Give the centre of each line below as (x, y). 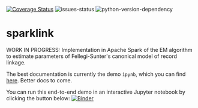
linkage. (16, 62)
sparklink (30, 33)
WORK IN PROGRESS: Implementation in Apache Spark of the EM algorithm (99, 50)
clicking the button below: (38, 98)
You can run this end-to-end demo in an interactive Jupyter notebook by (96, 92)
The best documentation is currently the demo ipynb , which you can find (96, 74)
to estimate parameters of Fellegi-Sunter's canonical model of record (92, 56)
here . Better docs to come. (39, 80)
